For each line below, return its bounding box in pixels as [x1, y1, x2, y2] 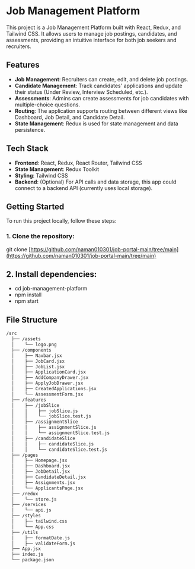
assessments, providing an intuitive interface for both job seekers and [6, 36, 177, 43]
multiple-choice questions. [14, 101, 81, 108]
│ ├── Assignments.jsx [11, 479, 76, 485]
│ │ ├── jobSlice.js [11, 408, 78, 414]
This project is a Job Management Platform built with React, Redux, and [6, 24, 181, 31]
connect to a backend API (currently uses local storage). [14, 184, 153, 191]
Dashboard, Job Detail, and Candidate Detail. [14, 113, 125, 121]
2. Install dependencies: [6, 269, 97, 280]
